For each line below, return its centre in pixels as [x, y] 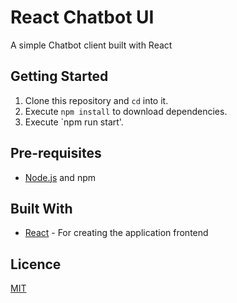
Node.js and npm [60, 177]
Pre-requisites [56, 153]
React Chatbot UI [82, 17]
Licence [36, 264]
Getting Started [59, 76]
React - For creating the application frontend [116, 233]
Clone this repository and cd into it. [96, 100]
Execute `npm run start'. [74, 122]
